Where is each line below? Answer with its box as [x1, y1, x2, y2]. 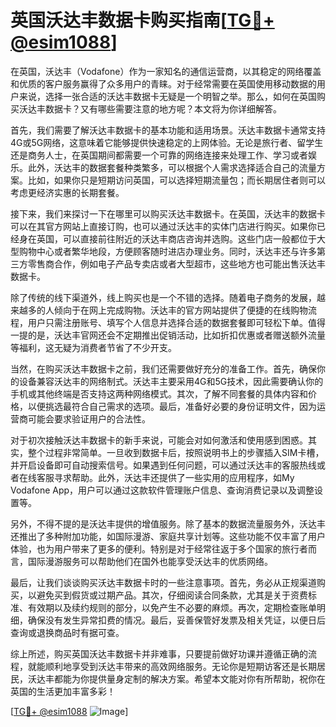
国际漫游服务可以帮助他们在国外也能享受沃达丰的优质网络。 [27, 555, 273, 567]
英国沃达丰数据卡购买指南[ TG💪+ [10, 9, 275, 32]
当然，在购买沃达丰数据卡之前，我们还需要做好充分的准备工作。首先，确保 [10, 362, 317, 375]
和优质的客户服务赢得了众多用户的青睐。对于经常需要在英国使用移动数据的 [10, 77, 317, 90]
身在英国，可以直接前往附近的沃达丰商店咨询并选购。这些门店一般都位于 [18, 232, 317, 245]
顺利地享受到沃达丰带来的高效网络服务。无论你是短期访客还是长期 [44, 660, 317, 672]
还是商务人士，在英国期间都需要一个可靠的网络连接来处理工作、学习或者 [10, 149, 308, 161]
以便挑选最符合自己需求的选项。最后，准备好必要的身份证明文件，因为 [27, 400, 317, 412]
